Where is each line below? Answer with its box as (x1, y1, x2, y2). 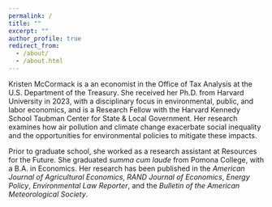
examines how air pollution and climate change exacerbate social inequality (8, 122, 261, 132)
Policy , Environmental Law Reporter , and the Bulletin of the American (8, 180, 240, 190)
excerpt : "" (8, 27, 49, 35)
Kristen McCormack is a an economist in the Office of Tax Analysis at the (8, 78, 253, 89)
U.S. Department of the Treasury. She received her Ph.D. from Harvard (8, 87, 244, 97)
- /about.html (15, 57, 63, 65)
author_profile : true (8, 34, 82, 43)
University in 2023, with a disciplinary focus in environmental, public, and (8, 96, 254, 106)
